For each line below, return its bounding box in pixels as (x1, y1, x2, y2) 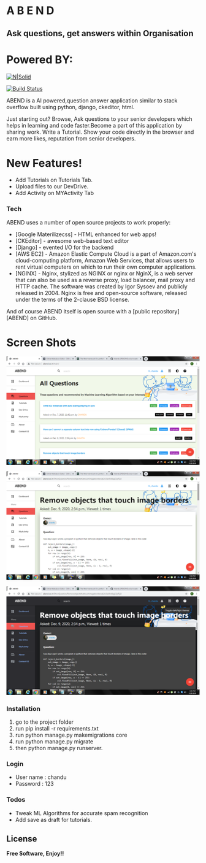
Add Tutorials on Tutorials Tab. (15, 176, 93, 184)
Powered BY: (6, 53, 74, 66)
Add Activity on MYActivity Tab (15, 190, 94, 197)
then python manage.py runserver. (15, 744, 103, 751)
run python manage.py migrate (15, 737, 94, 745)
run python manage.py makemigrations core (15, 731, 128, 738)
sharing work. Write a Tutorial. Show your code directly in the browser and (6, 128, 194, 136)
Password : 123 (15, 780, 54, 788)
